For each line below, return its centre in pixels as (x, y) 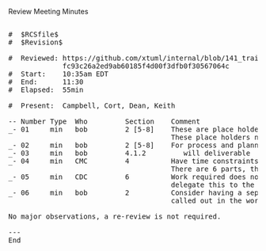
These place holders (211, 137)
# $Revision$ (36, 42)
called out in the (207, 201)
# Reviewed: (34, 58)
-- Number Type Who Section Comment (104, 122)
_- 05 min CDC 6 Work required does (127, 177)
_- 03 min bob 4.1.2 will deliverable (129, 153)
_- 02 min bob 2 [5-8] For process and (121, 145)
